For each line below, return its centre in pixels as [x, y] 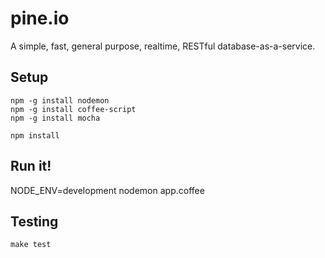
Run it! [31, 166]
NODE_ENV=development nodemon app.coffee [107, 190]
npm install [35, 135]
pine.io [40, 18]
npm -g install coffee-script [73, 109]
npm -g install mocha [55, 118]
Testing [34, 221]
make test [31, 245]
